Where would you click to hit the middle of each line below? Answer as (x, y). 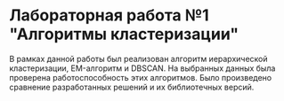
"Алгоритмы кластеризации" (124, 34)
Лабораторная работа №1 (109, 16)
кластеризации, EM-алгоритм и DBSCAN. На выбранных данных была (142, 68)
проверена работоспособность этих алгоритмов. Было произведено (141, 77)
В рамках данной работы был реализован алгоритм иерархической (138, 58)
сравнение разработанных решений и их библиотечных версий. (132, 87)
